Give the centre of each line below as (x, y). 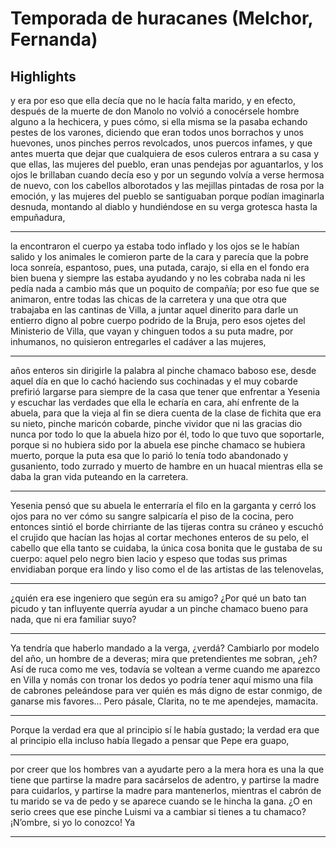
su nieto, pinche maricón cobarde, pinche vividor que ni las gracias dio (156, 423)
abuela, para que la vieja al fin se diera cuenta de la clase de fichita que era (166, 413)
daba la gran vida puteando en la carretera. (99, 476)
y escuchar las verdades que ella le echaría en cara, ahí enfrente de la (155, 402)
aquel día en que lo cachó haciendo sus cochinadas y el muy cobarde (154, 381)
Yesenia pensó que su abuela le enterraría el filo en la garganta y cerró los (163, 505)
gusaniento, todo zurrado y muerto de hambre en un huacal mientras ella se (166, 466)
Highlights (43, 76)
